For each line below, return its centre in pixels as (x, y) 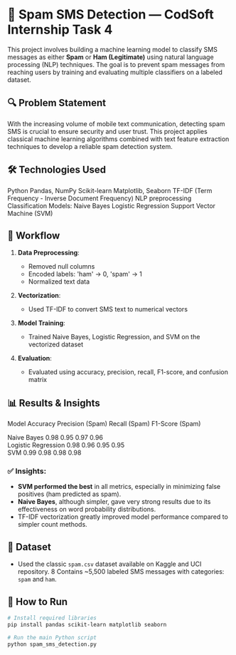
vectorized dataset (56, 344)
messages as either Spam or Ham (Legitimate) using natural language (111, 57)
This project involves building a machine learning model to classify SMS (113, 49)
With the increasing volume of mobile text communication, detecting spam (116, 123)
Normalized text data (59, 282)
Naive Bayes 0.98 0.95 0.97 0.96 (55, 438)
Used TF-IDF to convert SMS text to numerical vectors (108, 309)
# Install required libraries (52, 618)
